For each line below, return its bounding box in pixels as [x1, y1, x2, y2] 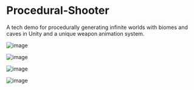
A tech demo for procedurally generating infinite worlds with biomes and [6, 24, 189, 31]
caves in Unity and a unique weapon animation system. [6, 30, 145, 37]
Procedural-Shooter [6, 4, 109, 18]
